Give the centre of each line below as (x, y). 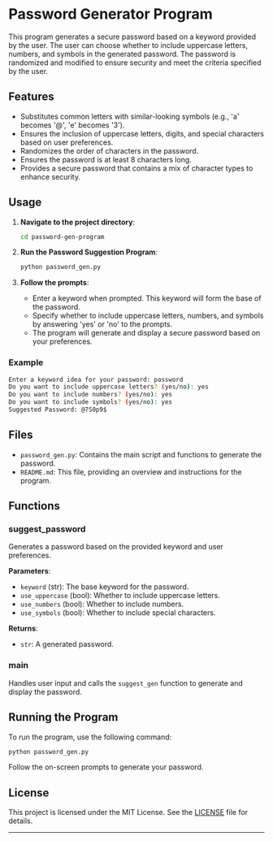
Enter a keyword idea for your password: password (96, 379)
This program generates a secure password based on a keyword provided (132, 37)
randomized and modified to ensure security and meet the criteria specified (135, 63)
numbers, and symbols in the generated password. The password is (122, 54)
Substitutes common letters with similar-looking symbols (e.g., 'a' (130, 116)
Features (31, 97)
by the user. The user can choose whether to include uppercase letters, (128, 45)
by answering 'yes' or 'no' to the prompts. (102, 324)
